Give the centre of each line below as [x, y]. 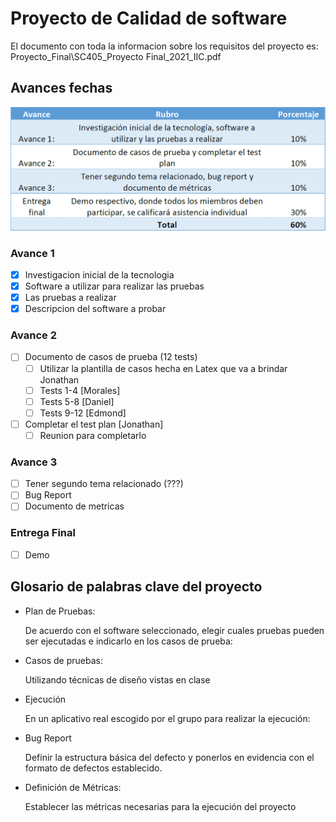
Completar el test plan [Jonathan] [94, 424]
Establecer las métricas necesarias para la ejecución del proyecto [160, 806]
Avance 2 [33, 335]
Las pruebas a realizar [70, 298]
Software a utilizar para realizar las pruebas [114, 286]
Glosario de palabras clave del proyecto [136, 587]
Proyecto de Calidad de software [149, 18]
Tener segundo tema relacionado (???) [104, 484]
